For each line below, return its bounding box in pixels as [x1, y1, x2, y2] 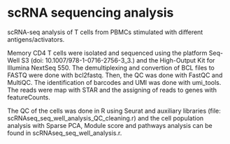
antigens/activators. [7, 35, 65, 43]
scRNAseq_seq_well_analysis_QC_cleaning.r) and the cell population [7, 113, 204, 122]
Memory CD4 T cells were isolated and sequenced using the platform [7, 49, 208, 57]
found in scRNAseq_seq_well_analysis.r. [7, 129, 122, 137]
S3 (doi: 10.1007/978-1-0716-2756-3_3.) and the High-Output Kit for [20, 56, 215, 64]
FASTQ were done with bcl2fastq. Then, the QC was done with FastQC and [7, 71, 223, 79]
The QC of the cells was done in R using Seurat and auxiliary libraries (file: [7, 106, 222, 115]
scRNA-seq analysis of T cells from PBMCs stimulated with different [7, 28, 203, 36]
